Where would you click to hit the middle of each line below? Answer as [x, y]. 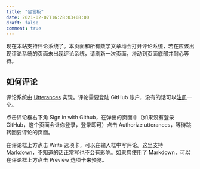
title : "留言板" [25, 12]
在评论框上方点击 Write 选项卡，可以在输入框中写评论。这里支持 [85, 145]
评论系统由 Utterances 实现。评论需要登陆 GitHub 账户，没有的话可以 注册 [96, 97]
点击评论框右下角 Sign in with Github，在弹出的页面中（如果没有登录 [90, 118]
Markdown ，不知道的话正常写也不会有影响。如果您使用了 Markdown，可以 [99, 152]
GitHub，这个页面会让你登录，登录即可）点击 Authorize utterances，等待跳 [99, 125]
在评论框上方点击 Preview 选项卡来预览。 [57, 160]
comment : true [24, 28]
